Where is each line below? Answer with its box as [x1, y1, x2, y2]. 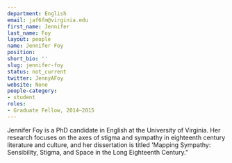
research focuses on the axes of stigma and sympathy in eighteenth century [7, 133, 226, 141]
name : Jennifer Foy [7, 42, 64, 49]
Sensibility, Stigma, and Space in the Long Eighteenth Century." [7, 148, 189, 156]
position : [7, 49, 36, 56]
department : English [7, 10, 67, 17]
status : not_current [7, 68, 67, 75]
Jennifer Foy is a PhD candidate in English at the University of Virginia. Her [7, 126, 221, 134]
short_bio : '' [7, 55, 49, 62]
